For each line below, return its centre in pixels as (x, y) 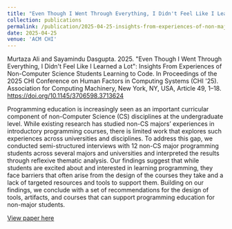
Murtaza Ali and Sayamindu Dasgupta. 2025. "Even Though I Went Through (115, 59)
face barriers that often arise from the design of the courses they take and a (115, 175)
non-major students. (36, 205)
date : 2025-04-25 (32, 33)
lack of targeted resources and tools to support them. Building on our (105, 183)
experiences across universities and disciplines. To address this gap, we (110, 138)
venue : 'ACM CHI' (32, 39)
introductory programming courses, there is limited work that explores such (115, 131)
